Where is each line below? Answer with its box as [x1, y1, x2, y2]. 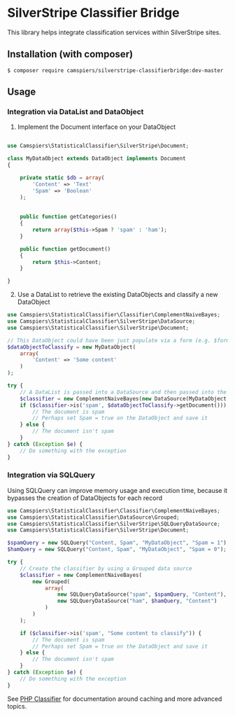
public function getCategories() [20, 214, 117, 221]
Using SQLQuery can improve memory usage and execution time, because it [7, 486, 228, 494]
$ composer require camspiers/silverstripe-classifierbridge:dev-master [7, 67, 224, 74]
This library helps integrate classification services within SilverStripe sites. [7, 28, 222, 36]
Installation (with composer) [7, 48, 134, 60]
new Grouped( [32, 578, 71, 585]
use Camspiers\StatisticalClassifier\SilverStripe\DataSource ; [7, 318, 196, 325]
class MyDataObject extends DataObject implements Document [7, 155, 187, 162]
